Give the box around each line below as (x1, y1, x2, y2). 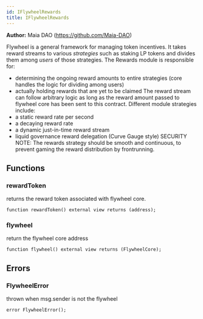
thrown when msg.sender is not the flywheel (6, 295, 118, 303)
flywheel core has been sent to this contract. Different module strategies (15, 100, 197, 107)
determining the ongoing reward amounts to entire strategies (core (15, 74, 182, 82)
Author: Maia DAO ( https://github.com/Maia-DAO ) (6, 31, 132, 38)
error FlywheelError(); (6, 307, 67, 314)
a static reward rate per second (15, 113, 94, 121)
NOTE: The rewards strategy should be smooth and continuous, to (15, 139, 181, 146)
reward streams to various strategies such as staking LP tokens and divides (6, 49, 196, 57)
